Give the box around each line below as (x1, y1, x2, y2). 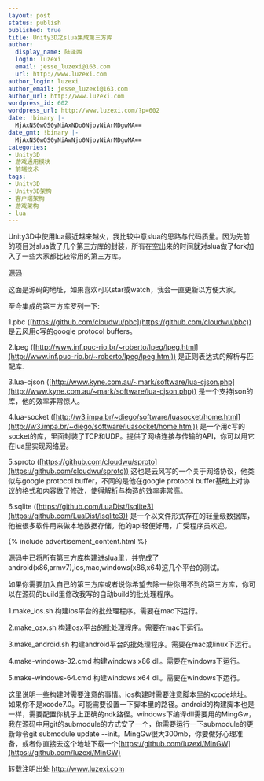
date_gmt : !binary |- (8, 128, 79, 136)
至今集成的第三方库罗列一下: (8, 302, 101, 311)
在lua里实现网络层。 (8, 442, 73, 451)
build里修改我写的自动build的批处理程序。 (42, 590, 178, 599)
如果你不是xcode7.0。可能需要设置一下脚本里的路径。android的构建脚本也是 (8, 700, 255, 709)
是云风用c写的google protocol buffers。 (8, 327, 137, 336)
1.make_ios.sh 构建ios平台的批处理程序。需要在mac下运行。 (8, 606, 203, 616)
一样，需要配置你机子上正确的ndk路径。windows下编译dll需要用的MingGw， (8, 709, 256, 719)
